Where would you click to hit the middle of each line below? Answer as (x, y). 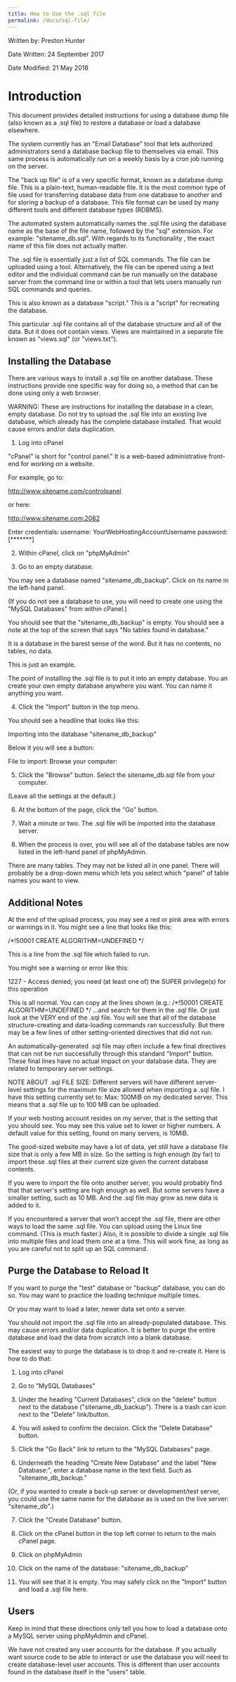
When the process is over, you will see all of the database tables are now (124, 845)
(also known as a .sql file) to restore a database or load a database (104, 123)
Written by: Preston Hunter (47, 40)
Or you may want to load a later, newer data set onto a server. (97, 1309)
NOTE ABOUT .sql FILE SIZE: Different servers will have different (101, 1082)
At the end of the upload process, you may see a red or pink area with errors (119, 920)
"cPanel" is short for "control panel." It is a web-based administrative (108, 456)
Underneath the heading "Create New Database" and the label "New (117, 1463)
